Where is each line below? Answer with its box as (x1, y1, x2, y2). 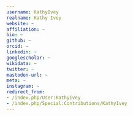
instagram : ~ (6, 83, 40, 90)
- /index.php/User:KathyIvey (6, 95, 81, 101)
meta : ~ (6, 77, 26, 83)
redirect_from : (6, 89, 45, 95)
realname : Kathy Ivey (6, 15, 62, 21)
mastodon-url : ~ (6, 72, 48, 78)
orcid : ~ (6, 44, 29, 50)
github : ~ (6, 37, 32, 44)
